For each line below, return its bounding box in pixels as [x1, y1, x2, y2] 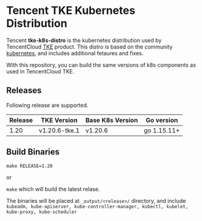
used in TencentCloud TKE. [6, 67, 75, 75]
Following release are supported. [6, 101, 89, 109]
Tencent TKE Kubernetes [6, 4, 135, 18]
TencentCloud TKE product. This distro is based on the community [6, 43, 173, 50]
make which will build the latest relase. [6, 185, 100, 192]
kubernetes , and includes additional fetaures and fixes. [6, 49, 144, 56]
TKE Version [41, 116, 78, 124]
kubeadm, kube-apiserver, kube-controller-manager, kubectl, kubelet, [6, 203, 189, 209]
